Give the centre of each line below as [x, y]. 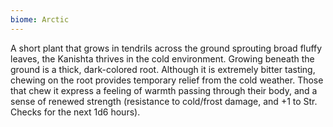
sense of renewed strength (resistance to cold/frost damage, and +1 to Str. [164, 101]
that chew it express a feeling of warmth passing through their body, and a [164, 90]
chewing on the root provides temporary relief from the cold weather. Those [167, 80]
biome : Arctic [40, 19]
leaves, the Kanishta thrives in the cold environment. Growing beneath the [162, 58]
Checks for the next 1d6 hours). [75, 112]
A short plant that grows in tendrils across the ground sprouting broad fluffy [166, 48]
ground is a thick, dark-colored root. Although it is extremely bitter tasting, [163, 69]
